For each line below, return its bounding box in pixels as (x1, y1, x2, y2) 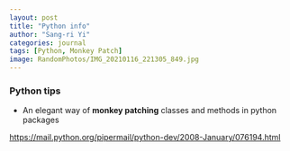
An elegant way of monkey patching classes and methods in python (22, 105, 277, 116)
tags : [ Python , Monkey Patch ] (9, 47, 123, 56)
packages (22, 114, 60, 126)
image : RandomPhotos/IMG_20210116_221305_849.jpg (9, 55, 200, 64)
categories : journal (9, 38, 87, 48)
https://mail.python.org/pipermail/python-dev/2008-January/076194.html (9, 132, 281, 143)
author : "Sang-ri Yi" (9, 30, 91, 39)
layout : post (9, 13, 59, 22)
